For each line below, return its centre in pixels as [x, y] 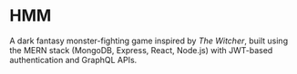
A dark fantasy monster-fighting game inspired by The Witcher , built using [149, 41]
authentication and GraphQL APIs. [73, 60]
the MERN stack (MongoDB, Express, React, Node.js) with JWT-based [141, 50]
